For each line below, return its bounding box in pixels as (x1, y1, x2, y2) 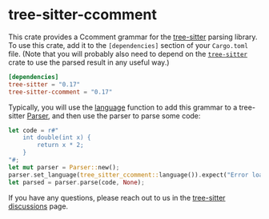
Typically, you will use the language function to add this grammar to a (8, 102, 238, 112)
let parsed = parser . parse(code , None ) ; (8, 178, 146, 186)
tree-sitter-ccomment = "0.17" (8, 88, 113, 96)
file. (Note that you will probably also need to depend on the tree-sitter (8, 49, 248, 58)
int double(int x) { (22, 133, 91, 141)
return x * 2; (37, 141, 84, 149)
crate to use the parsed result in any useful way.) (8, 58, 170, 67)
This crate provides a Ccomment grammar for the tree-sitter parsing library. (8, 32, 258, 42)
